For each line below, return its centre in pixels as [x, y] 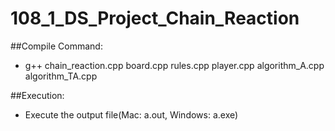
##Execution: [37, 95]
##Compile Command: [56, 46]
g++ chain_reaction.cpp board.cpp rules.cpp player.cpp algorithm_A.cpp [174, 65]
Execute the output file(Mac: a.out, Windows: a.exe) [131, 114]
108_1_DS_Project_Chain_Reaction [155, 18]
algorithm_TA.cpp [61, 76]
